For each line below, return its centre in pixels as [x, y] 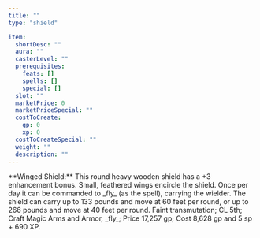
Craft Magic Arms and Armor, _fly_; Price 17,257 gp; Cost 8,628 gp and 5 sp [130, 218]
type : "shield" [33, 23]
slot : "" [30, 95]
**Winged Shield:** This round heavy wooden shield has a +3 [110, 177]
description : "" [42, 154]
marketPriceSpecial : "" [54, 110]
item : [17, 37]
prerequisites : [40, 67]
